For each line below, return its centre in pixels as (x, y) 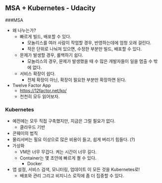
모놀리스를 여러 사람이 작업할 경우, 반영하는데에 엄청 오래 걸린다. (89, 43)
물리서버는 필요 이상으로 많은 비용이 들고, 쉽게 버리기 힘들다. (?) (74, 139)
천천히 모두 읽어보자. (40, 96)
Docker (34, 164)
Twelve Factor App (31, 85)
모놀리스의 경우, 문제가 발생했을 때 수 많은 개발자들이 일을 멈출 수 (90, 61)
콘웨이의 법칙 (25, 134)
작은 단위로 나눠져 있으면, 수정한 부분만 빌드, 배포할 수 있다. (84, 48)
